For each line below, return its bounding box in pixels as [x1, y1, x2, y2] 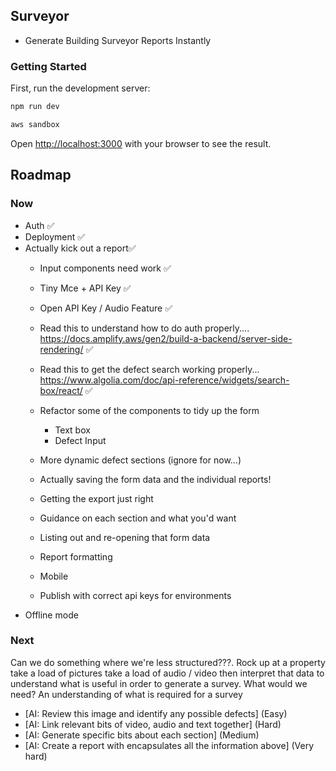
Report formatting [39, 550, 113, 563]
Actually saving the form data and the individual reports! [39, 473, 272, 485]
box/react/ [39, 384, 83, 396]
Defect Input [54, 434, 107, 446]
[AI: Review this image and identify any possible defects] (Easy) [24, 707, 288, 719]
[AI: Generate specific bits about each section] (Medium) [24, 729, 260, 741]
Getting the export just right [39, 492, 154, 504]
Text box [54, 424, 91, 436]
